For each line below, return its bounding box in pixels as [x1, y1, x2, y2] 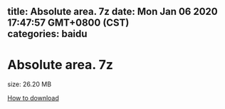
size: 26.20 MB [7, 80, 52, 88]
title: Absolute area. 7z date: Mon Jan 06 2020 [7, 6, 219, 18]
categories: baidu [7, 28, 88, 40]
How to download [7, 94, 59, 103]
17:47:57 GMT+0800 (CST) [7, 17, 130, 29]
